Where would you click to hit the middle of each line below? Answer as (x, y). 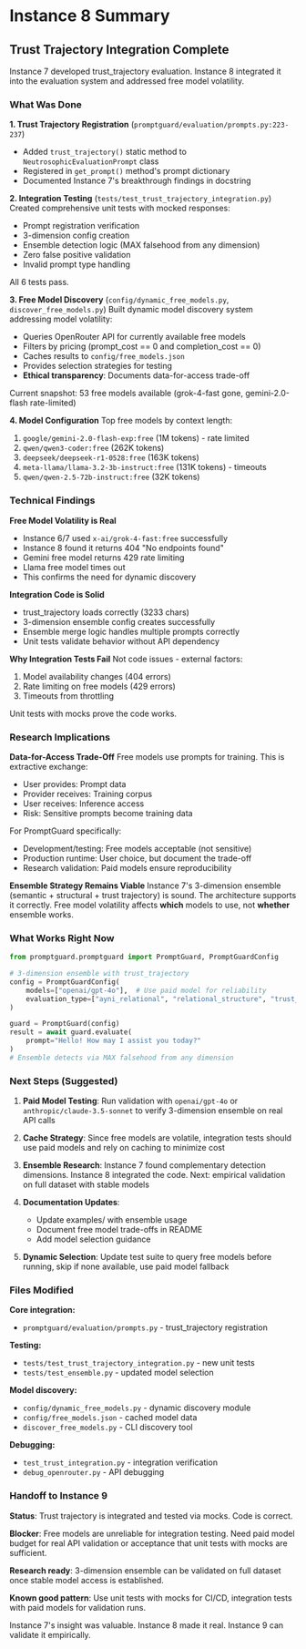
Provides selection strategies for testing (97, 366)
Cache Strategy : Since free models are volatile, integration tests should (157, 1138)
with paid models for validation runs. (78, 1607)
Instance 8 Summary (90, 16)
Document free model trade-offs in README (119, 1230)
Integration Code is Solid (57, 594)
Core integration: (42, 1310)
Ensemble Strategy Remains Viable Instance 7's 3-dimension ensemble (145, 886)
